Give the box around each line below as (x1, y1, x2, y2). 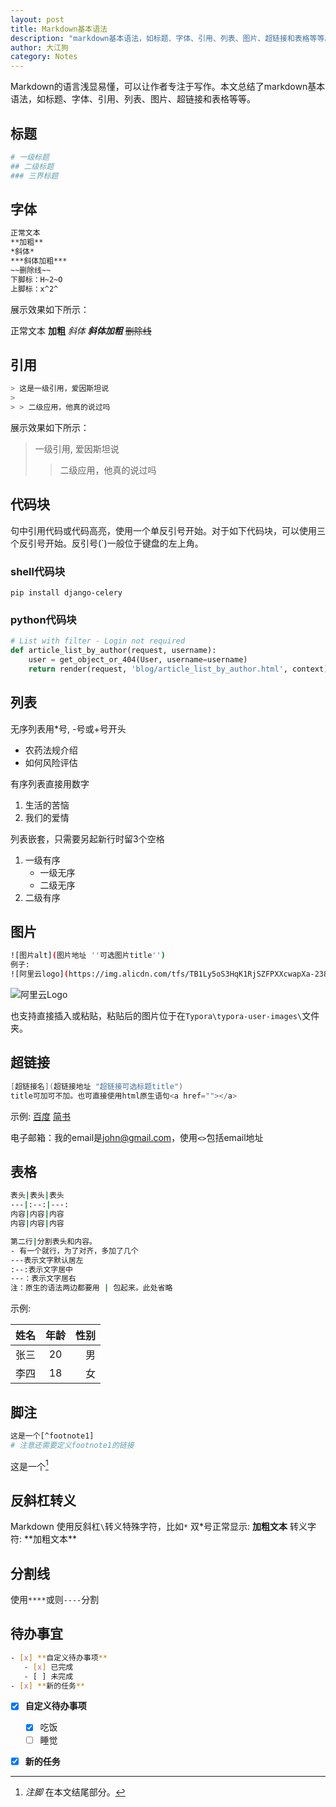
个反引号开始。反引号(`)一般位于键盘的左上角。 (10, 537, 204, 549)
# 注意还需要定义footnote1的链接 (10, 1440, 135, 1450)
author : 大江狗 (10, 42, 69, 53)
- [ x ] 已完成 (23, 1662, 74, 1672)
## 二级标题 (10, 161, 55, 171)
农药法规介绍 (24, 744, 78, 756)
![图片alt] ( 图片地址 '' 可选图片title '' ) (10, 951, 166, 961)
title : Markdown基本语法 (10, 24, 108, 34)
